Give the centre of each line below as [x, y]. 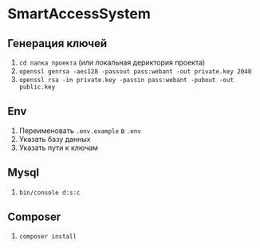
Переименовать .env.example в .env [80, 130]
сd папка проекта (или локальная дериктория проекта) [112, 62]
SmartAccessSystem [79, 14]
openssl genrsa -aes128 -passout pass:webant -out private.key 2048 [135, 72]
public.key [37, 87]
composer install [48, 237]
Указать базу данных [55, 139]
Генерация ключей [57, 43]
